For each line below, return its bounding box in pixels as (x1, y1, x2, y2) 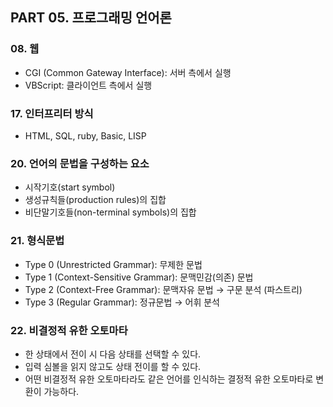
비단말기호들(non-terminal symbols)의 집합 (24, 206, 197, 218)
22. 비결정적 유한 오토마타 (10, 323, 128, 337)
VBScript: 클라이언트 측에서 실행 (24, 79, 153, 91)
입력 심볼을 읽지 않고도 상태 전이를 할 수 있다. (24, 360, 202, 372)
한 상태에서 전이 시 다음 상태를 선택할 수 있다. (24, 348, 202, 360)
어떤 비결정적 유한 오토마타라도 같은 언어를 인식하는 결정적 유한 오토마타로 (24, 373, 314, 385)
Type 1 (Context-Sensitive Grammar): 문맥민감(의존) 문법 (24, 271, 254, 283)
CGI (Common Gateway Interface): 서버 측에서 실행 (24, 66, 232, 78)
